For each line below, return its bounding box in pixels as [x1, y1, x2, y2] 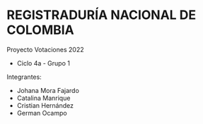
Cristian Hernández [16, 101, 74, 109]
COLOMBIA [6, 22, 75, 38]
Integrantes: [6, 73, 42, 81]
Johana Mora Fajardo [16, 86, 79, 94]
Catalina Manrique [16, 94, 71, 102]
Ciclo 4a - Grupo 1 [16, 58, 70, 67]
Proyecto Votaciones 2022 [6, 45, 84, 54]
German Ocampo [16, 108, 68, 117]
